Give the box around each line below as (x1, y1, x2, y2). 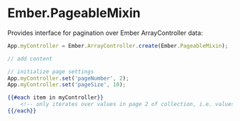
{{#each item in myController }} (7, 94, 104, 101)
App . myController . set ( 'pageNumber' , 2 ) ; (7, 75, 130, 82)
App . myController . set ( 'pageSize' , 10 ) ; (7, 81, 126, 88)
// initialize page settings (7, 68, 94, 75)
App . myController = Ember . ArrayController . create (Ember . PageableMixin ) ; (7, 42, 229, 49)
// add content (7, 55, 53, 62)
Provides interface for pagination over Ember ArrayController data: (7, 28, 204, 37)
